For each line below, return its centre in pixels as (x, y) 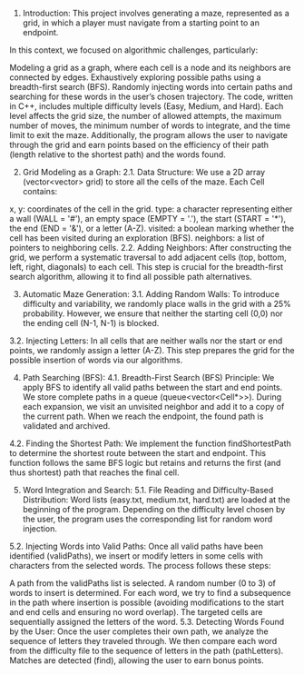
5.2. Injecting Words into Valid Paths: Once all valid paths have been (136, 546)
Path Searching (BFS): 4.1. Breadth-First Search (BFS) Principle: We (148, 377)
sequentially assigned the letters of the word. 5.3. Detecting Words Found (147, 622)
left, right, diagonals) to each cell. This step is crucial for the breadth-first (147, 267)
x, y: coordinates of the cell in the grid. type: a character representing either (151, 209)
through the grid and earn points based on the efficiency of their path (139, 145)
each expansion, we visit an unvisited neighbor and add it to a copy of (153, 407)
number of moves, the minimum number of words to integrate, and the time (150, 125)
